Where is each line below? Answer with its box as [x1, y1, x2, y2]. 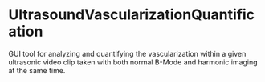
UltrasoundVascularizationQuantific [8, 6, 255, 24]
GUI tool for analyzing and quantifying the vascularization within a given [8, 49, 247, 58]
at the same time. [8, 65, 66, 75]
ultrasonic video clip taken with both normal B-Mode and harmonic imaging [8, 57, 259, 67]
